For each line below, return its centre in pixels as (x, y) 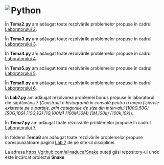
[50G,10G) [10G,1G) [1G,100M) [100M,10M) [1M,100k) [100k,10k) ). (69, 113)
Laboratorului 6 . (21, 88)
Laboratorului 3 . (21, 44)
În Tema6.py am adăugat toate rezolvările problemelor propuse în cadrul (78, 83)
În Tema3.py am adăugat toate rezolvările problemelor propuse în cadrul (78, 39)
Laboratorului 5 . (21, 73)
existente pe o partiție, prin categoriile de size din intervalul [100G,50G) (77, 108)
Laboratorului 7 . (21, 128)
